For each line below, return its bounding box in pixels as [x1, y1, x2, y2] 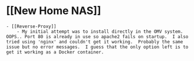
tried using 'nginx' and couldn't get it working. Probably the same [6, 39, 183, 45]
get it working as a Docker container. [6, 49, 104, 55]
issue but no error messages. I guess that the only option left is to [6, 44, 189, 50]
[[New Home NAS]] [6, 4, 101, 18]
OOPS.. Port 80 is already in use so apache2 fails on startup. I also [6, 33, 189, 39]
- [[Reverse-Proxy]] [6, 23, 57, 29]
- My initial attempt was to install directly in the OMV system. [17, 28, 183, 35]
